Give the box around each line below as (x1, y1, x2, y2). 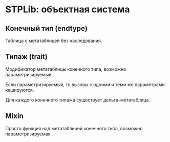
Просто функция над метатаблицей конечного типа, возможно (5, 125, 143, 131)
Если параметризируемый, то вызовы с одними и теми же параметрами (5, 81, 165, 88)
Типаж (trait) (5, 52, 48, 61)
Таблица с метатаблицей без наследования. (5, 37, 102, 44)
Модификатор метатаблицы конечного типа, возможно (5, 66, 126, 72)
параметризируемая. (5, 131, 52, 137)
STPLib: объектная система (5, 4, 130, 15)
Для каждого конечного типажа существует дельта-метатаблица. (5, 96, 150, 103)
